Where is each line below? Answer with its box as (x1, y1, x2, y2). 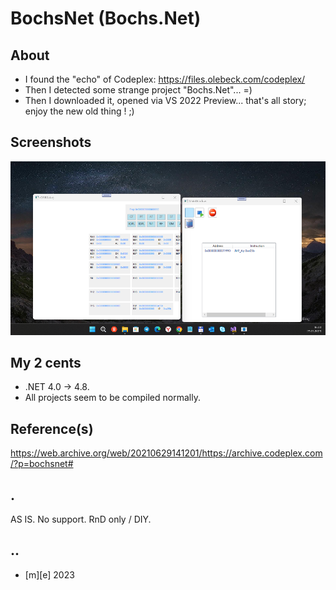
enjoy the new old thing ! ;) (24, 105, 135, 117)
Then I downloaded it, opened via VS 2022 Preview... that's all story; (24, 95, 307, 106)
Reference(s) (10, 420, 94, 437)
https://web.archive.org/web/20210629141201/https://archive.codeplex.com (10, 447, 323, 459)
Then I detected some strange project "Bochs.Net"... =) (24, 84, 253, 96)
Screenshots (10, 134, 92, 151)
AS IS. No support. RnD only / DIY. (10, 513, 152, 525)
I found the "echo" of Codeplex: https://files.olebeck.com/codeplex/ (24, 73, 306, 85)
